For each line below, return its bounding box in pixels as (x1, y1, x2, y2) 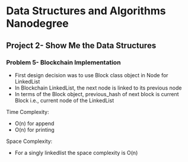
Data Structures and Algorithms (6, 4, 166, 18)
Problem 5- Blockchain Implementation (6, 58, 121, 66)
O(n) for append (14, 120, 55, 127)
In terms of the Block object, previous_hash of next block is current (14, 90, 179, 97)
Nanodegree (6, 17, 69, 30)
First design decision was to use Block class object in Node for (14, 71, 168, 78)
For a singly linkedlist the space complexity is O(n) (14, 149, 138, 156)
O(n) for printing (14, 126, 55, 133)
